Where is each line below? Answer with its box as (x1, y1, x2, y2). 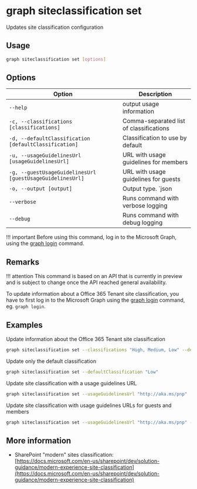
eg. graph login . (6, 303, 46, 310)
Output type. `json (122, 184, 172, 193)
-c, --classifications (9, 118, 72, 125)
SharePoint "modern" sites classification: (14, 451, 114, 458)
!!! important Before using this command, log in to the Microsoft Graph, (6, 234, 177, 241)
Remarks (6, 257, 40, 267)
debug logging (122, 219, 163, 227)
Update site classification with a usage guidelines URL (6, 379, 137, 386)
